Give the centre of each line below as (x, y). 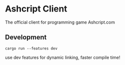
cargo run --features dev (31, 48)
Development (26, 37)
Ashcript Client (36, 9)
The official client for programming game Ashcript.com (60, 22)
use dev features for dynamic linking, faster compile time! (63, 57)
